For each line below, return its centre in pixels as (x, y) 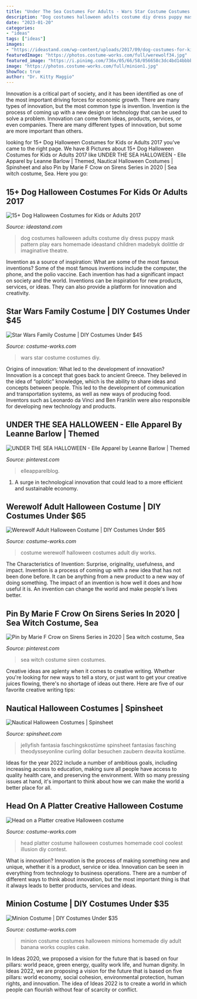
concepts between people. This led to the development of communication (95, 387)
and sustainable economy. (46, 488)
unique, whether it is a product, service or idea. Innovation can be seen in (95, 866)
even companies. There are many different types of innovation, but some (94, 125)
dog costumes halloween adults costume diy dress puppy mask (97, 238)
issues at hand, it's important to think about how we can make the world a (95, 781)
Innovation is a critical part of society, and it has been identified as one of (95, 94)
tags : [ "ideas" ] (26, 39)
